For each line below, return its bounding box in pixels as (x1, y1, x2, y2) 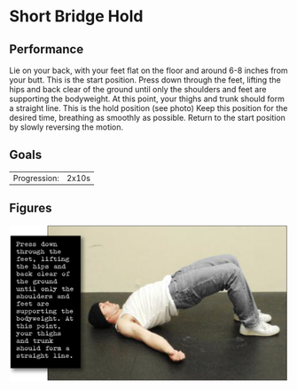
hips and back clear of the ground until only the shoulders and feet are (9, 84, 267, 94)
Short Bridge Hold (9, 6, 144, 27)
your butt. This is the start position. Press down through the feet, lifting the (9, 75, 281, 85)
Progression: (12, 172, 59, 183)
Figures (9, 201, 52, 216)
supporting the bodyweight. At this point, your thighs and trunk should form (9, 93, 285, 104)
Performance (9, 42, 84, 57)
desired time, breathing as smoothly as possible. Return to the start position (9, 113, 286, 123)
